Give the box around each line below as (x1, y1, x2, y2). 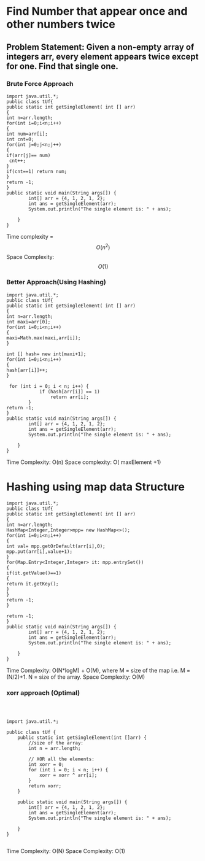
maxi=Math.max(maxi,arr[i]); (6, 334, 81, 341)
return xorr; (28, 783, 62, 789)
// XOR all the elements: (28, 756, 95, 762)
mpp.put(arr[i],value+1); (6, 548, 72, 555)
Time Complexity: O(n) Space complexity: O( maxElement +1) (6, 458, 161, 466)
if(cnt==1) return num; (6, 168, 68, 174)
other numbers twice (6, 17, 115, 31)
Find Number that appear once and (6, 4, 188, 18)
